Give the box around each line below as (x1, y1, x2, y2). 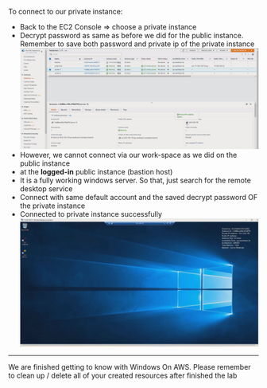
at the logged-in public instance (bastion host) (19, 167, 173, 177)
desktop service (19, 184, 73, 194)
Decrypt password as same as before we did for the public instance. (19, 31, 244, 40)
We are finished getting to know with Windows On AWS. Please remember (8, 363, 252, 372)
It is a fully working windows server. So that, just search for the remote (19, 175, 252, 186)
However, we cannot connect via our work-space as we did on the (19, 151, 238, 160)
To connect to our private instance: (8, 7, 123, 16)
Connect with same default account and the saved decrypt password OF (19, 193, 258, 202)
